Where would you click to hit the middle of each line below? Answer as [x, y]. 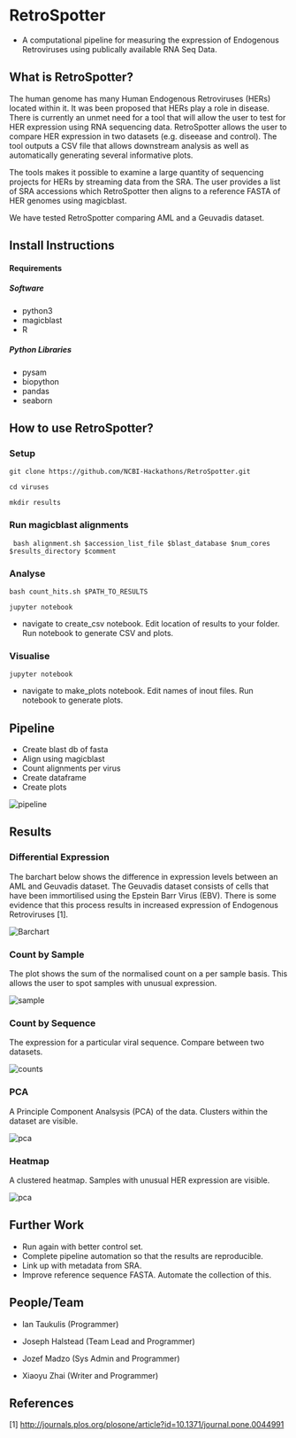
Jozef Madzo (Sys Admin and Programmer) [101, 1358]
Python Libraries [41, 350]
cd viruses [29, 487]
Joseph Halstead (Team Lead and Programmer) [109, 1341]
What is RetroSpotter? [72, 78]
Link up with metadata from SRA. [82, 1265]
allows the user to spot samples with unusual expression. [113, 983]
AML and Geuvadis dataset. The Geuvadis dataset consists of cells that [139, 886]
